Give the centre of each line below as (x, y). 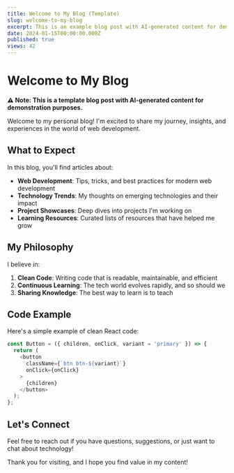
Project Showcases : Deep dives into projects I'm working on (104, 210)
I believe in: (24, 264)
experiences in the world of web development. (74, 128)
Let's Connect (38, 424)
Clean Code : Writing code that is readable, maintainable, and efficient (117, 277)
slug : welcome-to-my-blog (45, 20)
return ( (26, 351)
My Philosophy (40, 248)
